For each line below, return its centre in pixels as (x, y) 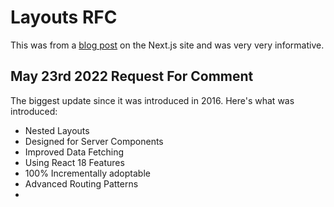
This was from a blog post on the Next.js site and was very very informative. (167, 45)
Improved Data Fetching (74, 152)
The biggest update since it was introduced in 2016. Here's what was (152, 100)
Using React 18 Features (74, 162)
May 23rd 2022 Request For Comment (132, 76)
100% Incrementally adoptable (87, 173)
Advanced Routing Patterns (81, 183)
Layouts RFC (64, 17)
